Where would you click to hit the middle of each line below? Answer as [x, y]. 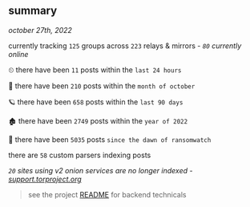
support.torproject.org [45, 179]
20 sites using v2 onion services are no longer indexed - [101, 170]
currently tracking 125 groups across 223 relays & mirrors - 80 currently [125, 46]
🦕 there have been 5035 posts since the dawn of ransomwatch [110, 139]
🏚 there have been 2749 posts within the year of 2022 [98, 120]
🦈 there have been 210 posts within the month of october [102, 86]
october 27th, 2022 [40, 30]
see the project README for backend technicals [107, 194]
